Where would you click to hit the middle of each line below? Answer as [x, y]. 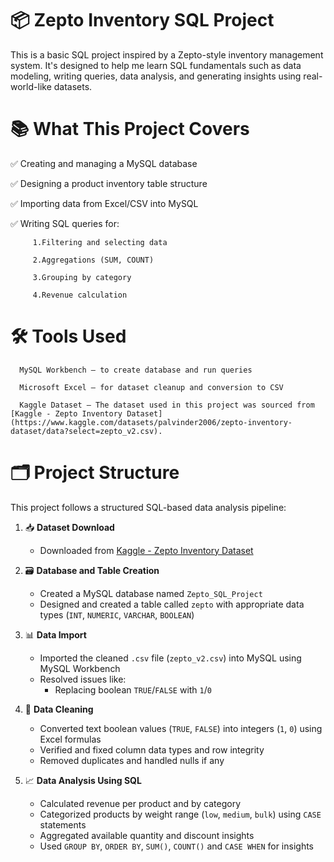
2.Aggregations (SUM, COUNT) [93, 260]
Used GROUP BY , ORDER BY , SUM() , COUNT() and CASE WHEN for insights [176, 846]
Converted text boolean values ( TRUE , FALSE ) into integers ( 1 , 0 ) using [181, 728]
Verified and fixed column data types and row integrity [152, 749]
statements [63, 824]
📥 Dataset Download [69, 527]
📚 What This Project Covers [130, 129]
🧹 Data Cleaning [59, 709]
